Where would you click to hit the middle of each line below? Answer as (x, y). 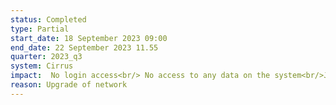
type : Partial (40, 29)
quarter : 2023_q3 (46, 57)
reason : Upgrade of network (69, 85)
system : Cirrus (42, 66)
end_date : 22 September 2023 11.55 (84, 47)
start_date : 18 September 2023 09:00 (89, 38)
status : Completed (48, 19)
